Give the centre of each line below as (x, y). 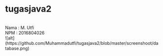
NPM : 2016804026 (25, 33)
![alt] (10, 38)
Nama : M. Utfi (20, 27)
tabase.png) (17, 48)
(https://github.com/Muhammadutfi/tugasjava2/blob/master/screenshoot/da (82, 43)
